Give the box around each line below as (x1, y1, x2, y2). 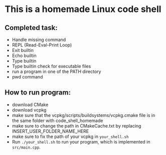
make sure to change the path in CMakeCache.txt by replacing (12, 122, 141, 128)
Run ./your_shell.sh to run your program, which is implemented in (12, 138, 150, 144)
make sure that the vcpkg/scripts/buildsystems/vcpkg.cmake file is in (12, 112, 155, 118)
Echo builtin (12, 52, 37, 58)
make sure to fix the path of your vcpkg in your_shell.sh (12, 133, 129, 139)
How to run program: (5, 88, 71, 97)
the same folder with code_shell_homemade (12, 117, 103, 123)
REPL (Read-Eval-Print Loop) (12, 42, 72, 48)
